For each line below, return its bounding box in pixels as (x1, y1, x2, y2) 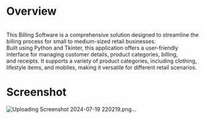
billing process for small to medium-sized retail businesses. (6, 37, 156, 45)
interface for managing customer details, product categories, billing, (6, 50, 178, 58)
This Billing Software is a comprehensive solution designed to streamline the (6, 31, 199, 38)
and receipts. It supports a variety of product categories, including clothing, (6, 57, 197, 64)
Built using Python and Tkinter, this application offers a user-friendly (6, 44, 179, 52)
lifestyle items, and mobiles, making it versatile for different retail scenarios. (6, 63, 197, 71)
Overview (6, 4, 57, 18)
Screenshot (6, 85, 67, 99)
